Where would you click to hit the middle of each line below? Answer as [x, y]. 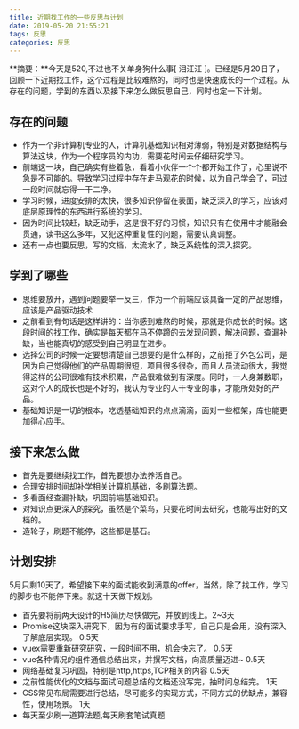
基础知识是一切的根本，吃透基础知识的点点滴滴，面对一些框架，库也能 [151, 409]
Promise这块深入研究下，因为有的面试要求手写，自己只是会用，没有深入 [154, 626]
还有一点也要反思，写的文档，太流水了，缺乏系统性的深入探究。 [139, 245]
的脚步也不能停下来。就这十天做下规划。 [83, 595]
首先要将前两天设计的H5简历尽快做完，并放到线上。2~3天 [128, 614]
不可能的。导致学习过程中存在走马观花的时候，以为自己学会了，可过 [162, 178]
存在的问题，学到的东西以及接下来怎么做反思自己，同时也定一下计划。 [138, 91]
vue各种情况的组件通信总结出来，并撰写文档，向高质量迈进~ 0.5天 [143, 659]
